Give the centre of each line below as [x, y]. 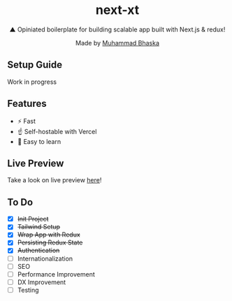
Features [27, 104]
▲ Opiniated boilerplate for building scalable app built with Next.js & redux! [117, 29]
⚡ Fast [27, 121]
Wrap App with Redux [49, 235]
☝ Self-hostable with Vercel [57, 131]
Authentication [38, 251]
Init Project [33, 219]
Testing [28, 290]
